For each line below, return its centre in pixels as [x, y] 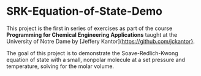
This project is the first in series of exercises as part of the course [89, 28]
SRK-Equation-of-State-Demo [84, 11]
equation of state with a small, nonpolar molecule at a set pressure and [96, 59]
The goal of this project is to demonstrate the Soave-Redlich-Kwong [93, 53]
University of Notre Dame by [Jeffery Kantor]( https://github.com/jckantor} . [100, 41]
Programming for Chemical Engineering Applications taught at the [92, 34]
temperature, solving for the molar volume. [60, 66]
